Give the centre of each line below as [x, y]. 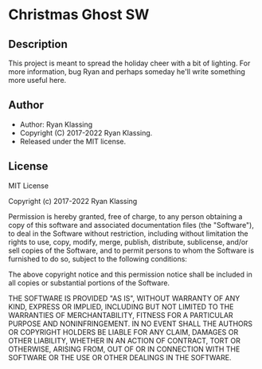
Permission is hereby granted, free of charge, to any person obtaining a [125, 216]
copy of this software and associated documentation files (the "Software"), [131, 225]
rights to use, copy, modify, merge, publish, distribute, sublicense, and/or [128, 241]
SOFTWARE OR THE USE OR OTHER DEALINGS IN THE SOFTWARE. [120, 357]
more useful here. [37, 80]
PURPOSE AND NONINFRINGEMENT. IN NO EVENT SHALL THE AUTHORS [131, 324]
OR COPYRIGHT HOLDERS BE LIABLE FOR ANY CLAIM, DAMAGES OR [123, 332]
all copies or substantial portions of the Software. [89, 283]
